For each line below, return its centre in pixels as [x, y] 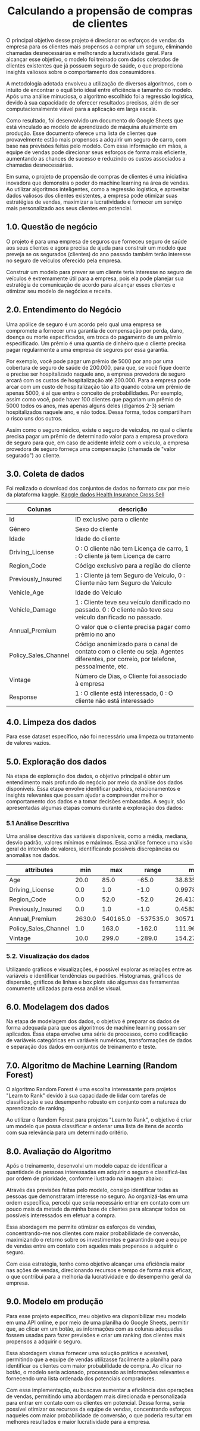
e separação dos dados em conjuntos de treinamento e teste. [82, 1047]
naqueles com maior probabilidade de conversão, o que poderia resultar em [99, 1415]
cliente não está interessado [115, 701]
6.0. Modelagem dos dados [58, 1007]
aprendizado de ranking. [36, 1108]
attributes [39, 870]
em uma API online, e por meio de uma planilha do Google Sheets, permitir [97, 1322]
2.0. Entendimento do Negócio [64, 310]
